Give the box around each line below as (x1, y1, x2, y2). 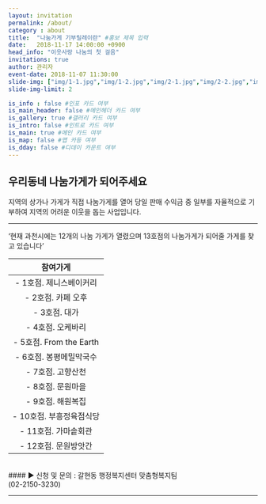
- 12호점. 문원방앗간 (19, 441, 93, 452)
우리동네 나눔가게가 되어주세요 (8, 175, 148, 188)
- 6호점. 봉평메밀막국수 (14, 351, 97, 362)
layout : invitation (8, 11, 73, 20)
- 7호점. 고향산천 (25, 366, 87, 377)
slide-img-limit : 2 (8, 85, 73, 93)
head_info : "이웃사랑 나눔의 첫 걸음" (8, 48, 120, 56)
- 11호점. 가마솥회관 (19, 426, 93, 437)
